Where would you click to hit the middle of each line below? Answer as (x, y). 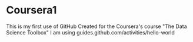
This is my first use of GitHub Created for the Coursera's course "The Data (96, 26)
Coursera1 (31, 10)
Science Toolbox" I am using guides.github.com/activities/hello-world (90, 32)
